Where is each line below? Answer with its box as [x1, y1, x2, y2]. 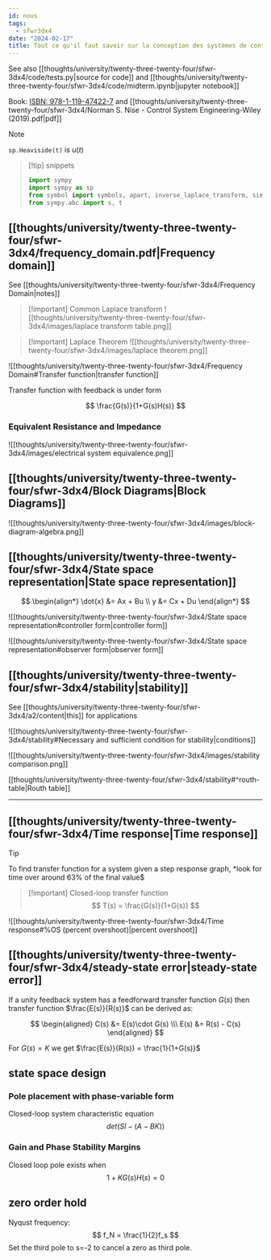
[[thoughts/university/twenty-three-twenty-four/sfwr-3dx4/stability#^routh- [8, 775, 261, 784]
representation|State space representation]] [8, 575, 236, 588]
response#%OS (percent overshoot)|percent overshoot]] [8, 925, 198, 934]
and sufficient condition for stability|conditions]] [95, 735, 256, 745]
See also [8, 64, 38, 73]
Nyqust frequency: [8, 1217, 71, 1227]
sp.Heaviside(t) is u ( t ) [8, 145, 85, 155]
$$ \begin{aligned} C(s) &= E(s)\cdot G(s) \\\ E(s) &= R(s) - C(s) [30, 1019, 241, 1029]
